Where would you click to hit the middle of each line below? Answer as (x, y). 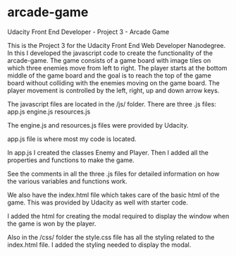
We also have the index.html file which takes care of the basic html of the (113, 195)
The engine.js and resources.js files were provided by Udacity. (98, 125)
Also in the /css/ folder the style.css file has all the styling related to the (111, 237)
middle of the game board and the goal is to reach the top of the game (109, 75)
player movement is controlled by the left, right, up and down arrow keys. (113, 90)
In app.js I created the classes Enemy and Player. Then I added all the (108, 152)
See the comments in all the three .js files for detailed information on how (113, 173)
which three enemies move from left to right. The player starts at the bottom (117, 68)
